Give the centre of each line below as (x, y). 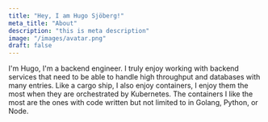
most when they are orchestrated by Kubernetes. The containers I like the (131, 94)
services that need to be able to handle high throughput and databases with (134, 77)
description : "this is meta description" (79, 31)
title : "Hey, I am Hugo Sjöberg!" (67, 16)
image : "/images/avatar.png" (57, 38)
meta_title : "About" (43, 23)
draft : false (30, 46)
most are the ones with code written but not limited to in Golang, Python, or (133, 103)
